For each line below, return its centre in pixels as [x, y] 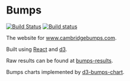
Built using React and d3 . [37, 49]
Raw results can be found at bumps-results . [60, 60]
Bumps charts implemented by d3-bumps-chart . [65, 72]
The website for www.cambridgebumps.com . [61, 38]
